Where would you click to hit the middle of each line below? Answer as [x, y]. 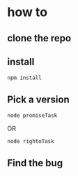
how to [27, 12]
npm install [24, 78]
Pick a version [38, 99]
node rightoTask [31, 142]
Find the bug [35, 163]
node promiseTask [32, 116]
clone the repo [39, 38]
